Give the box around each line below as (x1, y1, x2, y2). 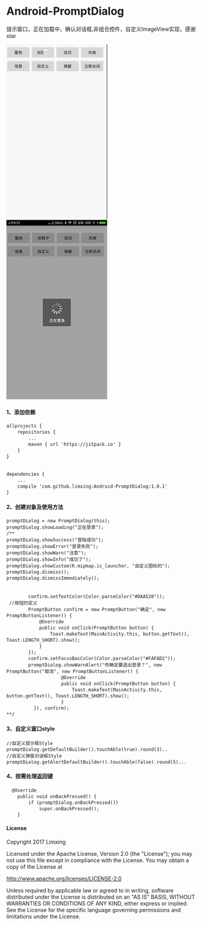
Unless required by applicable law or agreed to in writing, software (6, 886, 174, 894)
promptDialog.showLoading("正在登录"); (6, 524, 104, 530)
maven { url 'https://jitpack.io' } (28, 442, 121, 448)
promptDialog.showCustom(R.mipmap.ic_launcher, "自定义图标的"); (6, 563, 171, 570)
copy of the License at (6, 863, 63, 870)
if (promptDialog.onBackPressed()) (28, 800, 119, 806)
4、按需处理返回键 (6, 773, 53, 780)
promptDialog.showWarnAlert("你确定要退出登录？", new (28, 662, 162, 668)
